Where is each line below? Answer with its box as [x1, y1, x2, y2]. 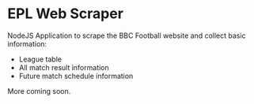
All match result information [18, 62, 110, 72]
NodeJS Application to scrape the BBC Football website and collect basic [7, 31, 246, 40]
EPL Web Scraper [7, 5, 124, 23]
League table [18, 54, 63, 64]
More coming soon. [7, 86, 71, 95]
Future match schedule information [18, 71, 134, 80]
